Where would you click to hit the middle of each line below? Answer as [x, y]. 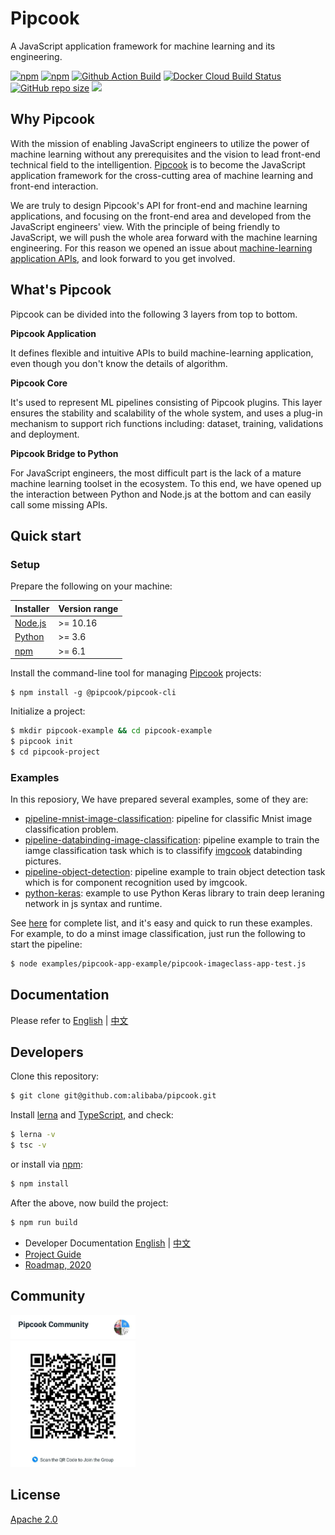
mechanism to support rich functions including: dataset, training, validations [167, 423]
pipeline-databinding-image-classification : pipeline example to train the [172, 839]
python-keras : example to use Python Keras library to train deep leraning [174, 893]
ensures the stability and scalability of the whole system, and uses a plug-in [166, 413]
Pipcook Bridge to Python [64, 453]
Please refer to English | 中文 [69, 1020]
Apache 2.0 [34, 1519]
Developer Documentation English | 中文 [108, 1243]
